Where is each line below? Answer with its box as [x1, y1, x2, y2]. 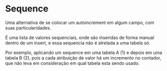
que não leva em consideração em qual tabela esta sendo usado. [5, 60, 140, 66]
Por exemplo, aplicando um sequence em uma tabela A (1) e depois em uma [5, 49, 162, 55]
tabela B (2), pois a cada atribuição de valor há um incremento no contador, [5, 54, 161, 60]
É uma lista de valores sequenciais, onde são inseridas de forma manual [5, 34, 154, 40]
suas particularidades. [5, 24, 51, 30]
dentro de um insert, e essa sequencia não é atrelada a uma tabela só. [5, 39, 150, 45]
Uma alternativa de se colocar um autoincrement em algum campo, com [5, 19, 154, 25]
